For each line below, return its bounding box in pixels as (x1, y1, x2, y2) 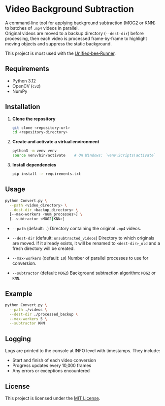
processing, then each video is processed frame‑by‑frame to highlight (5, 36, 147, 41)
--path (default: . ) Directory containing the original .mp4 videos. (12, 226, 141, 232)
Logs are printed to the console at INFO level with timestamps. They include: (5, 348, 160, 354)
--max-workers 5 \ (9, 316, 48, 322)
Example (5, 289, 33, 298)
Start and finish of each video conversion (12, 357, 96, 364)
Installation (5, 103, 40, 111)
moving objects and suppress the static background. (5, 41, 112, 46)
